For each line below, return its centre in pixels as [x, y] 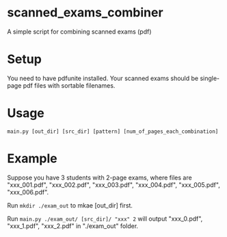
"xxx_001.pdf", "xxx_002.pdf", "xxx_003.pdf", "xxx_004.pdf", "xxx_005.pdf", [113, 185]
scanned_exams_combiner [85, 13]
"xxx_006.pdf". [28, 192]
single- [210, 78]
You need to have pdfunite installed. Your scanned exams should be [103, 78]
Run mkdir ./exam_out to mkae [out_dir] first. [70, 205]
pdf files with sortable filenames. [69, 85]
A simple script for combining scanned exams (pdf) [79, 32]
